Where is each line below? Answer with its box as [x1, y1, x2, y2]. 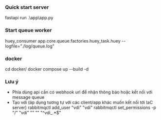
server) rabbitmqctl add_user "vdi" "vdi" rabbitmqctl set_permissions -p [12, 105, 157, 110]
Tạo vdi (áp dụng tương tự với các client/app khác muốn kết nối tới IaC [12, 100, 153, 105]
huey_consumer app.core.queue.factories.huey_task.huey [5, 38, 121, 44]
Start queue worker [5, 27, 52, 34]
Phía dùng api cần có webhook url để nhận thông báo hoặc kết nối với [12, 89, 153, 95]
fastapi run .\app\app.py [5, 15, 54, 21]
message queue [12, 94, 45, 100]
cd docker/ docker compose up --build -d [5, 66, 89, 72]
